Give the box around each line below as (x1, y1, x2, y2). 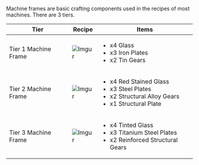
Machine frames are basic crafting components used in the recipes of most (6, 5, 190, 12)
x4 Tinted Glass (110, 121, 154, 129)
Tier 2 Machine (9, 85, 52, 93)
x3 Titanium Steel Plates (110, 128, 178, 137)
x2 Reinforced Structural (110, 136, 178, 144)
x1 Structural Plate (110, 100, 162, 108)
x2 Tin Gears (110, 56, 146, 64)
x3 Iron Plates (110, 48, 148, 57)
